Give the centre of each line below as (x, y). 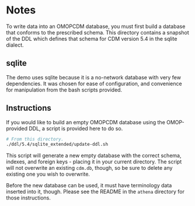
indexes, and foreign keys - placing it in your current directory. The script (94, 162)
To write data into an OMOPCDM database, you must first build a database (96, 26)
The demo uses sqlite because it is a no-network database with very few (93, 77)
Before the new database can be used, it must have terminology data (89, 186)
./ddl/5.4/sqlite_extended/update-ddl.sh (57, 144)
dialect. (15, 45)
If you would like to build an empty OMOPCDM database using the (86, 122)
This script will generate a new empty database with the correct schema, (94, 156)
